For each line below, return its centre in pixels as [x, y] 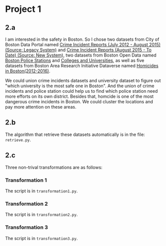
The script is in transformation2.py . [41, 215]
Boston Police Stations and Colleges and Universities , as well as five [75, 60]
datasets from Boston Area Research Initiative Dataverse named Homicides [82, 66]
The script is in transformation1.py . [41, 191]
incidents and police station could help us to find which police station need [82, 91]
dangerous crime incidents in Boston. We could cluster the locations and [79, 102]
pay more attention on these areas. [41, 107]
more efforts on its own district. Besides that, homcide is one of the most [79, 96]
